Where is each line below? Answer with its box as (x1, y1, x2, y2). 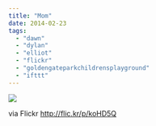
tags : (8, 26, 27, 35)
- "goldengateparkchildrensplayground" (15, 64, 150, 72)
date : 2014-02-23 (8, 19, 67, 27)
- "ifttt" (15, 71, 48, 79)
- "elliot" (15, 49, 53, 57)
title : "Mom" (8, 11, 53, 20)
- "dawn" (15, 34, 45, 43)
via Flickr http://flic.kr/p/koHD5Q (8, 108, 117, 118)
